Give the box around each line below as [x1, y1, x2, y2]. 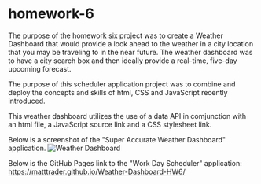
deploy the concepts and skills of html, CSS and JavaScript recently [8, 87, 228, 97]
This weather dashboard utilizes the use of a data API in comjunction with [8, 111, 246, 120]
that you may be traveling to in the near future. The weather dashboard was [8, 47, 253, 57]
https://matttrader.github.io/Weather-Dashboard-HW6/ [8, 167, 186, 176]
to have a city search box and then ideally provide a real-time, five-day [8, 56, 237, 65]
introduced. [8, 96, 46, 105]
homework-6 [8, 5, 94, 23]
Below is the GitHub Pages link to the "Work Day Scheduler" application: [8, 158, 242, 167]
